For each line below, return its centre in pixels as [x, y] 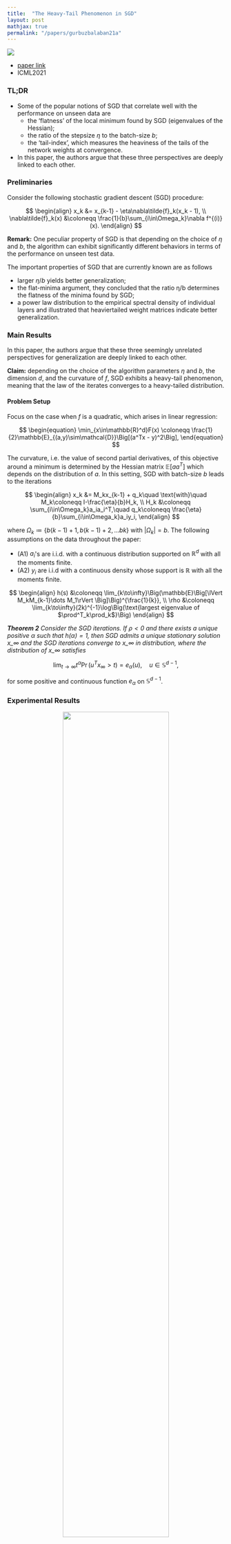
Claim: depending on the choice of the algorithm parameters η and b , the [111, 371]
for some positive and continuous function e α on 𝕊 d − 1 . [85, 681]
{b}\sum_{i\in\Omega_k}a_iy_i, [94, 517]
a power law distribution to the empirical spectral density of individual [116, 302]
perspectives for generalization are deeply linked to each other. [97, 357]
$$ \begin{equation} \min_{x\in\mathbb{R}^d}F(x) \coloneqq [104, 430]
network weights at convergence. [75, 150]
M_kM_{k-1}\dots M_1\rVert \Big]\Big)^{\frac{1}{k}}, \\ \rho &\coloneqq [116, 600]
